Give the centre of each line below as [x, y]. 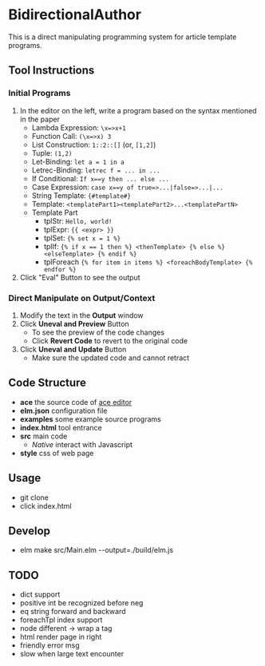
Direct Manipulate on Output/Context [82, 298]
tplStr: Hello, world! [78, 220]
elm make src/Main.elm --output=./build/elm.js [97, 550]
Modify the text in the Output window [81, 315]
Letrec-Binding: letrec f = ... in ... [96, 170]
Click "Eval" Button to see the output [80, 277]
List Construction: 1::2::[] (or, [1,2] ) [94, 145]
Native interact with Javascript [82, 444]
